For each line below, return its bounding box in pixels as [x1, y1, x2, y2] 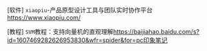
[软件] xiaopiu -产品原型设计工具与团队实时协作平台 [7, 6, 153, 14]
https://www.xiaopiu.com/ [7, 14, 81, 22]
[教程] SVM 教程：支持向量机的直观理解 [7, 28, 114, 35]
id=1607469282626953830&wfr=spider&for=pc [7, 36, 144, 44]
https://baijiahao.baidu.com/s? [112, 28, 200, 35]
